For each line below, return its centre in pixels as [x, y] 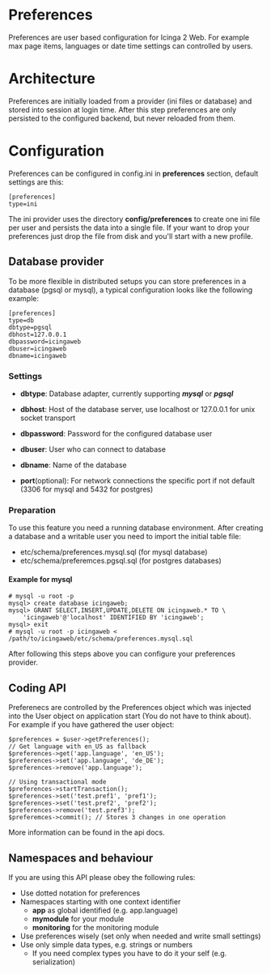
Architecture [52, 79]
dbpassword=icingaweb [45, 342]
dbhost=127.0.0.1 [38, 334]
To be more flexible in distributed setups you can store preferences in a [127, 281]
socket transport [48, 418]
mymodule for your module [78, 919]
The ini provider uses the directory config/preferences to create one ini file [134, 219]
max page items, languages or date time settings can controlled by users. [131, 45]
